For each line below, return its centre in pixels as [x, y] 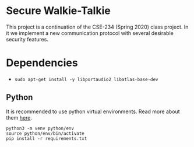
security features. [27, 39]
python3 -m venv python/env [40, 128]
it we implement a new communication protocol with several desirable [90, 33]
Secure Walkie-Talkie [58, 11]
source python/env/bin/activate [45, 133]
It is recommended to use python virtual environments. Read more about [93, 111]
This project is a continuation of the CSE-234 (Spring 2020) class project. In [97, 27]
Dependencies [42, 63]
